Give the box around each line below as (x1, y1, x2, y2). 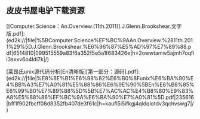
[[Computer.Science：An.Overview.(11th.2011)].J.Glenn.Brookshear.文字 (6, 23, 182, 30)
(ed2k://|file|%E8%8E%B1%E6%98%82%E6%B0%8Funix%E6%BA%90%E (6, 74, 194, 82)
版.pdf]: (6, 30, 25, 37)
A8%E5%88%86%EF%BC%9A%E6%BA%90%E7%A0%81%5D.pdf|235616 (6, 93, 194, 101)
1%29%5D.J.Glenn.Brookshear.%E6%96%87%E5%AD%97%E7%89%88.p (6, 43, 192, 50)
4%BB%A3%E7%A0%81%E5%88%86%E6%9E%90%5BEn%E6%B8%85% (6, 81, 195, 88)
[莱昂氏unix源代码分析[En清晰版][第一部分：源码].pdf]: (6, 68, 140, 75)
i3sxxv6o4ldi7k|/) (6, 55, 50, 62)
